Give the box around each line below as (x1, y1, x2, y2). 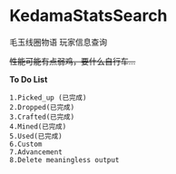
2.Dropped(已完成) (9, 102, 75, 111)
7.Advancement (9, 147, 64, 157)
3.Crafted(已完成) (9, 112, 75, 121)
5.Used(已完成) (9, 131, 63, 140)
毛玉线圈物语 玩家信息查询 (9, 36, 107, 47)
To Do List (9, 73, 48, 84)
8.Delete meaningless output (9, 155, 120, 164)
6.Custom (9, 140, 43, 149)
